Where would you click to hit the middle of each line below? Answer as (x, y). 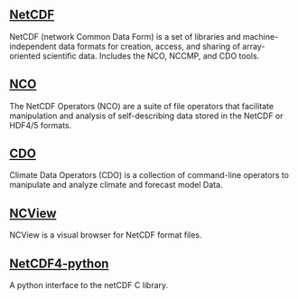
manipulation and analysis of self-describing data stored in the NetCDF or (146, 116)
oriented (25, 56)
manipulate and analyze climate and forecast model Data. (116, 185)
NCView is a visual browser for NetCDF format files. (106, 235)
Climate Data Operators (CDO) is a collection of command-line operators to (149, 175)
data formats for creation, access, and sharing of (149, 46)
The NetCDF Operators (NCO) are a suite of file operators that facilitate (141, 106)
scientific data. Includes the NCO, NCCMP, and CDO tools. (151, 56)
